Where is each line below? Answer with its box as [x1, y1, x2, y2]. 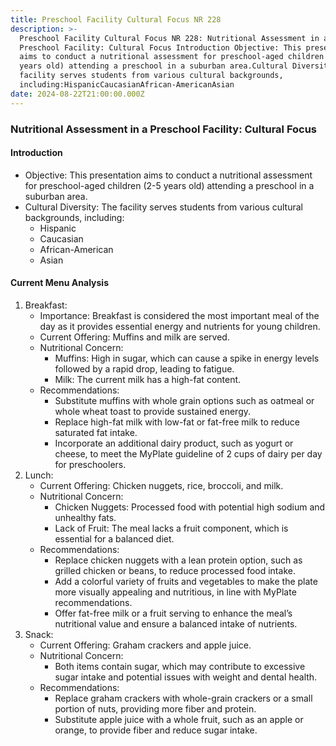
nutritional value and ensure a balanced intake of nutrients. [54, 617, 298, 630]
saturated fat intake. [54, 426, 138, 438]
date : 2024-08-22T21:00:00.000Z [10, 89, 145, 99]
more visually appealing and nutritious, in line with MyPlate [54, 586, 297, 598]
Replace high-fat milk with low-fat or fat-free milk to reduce [54, 416, 300, 428]
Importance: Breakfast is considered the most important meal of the [39, 309, 320, 321]
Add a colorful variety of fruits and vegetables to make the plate [54, 575, 318, 587]
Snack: [24, 628, 54, 640]
